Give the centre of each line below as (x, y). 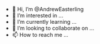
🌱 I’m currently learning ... (44, 22)
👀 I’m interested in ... (38, 15)
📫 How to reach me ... (40, 35)
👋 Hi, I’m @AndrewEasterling (48, 9)
